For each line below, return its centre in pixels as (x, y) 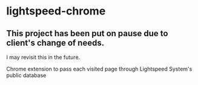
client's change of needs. (55, 42)
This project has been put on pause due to (87, 33)
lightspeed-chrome (56, 11)
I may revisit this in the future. (43, 57)
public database (26, 75)
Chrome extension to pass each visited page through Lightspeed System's (99, 69)
